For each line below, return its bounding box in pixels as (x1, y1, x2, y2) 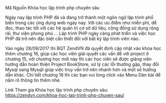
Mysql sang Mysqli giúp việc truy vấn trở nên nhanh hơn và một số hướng (5, 66, 156, 72)
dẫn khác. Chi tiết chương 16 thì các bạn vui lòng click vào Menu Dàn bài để (5, 72, 161, 77)
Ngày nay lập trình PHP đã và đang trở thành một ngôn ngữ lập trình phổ (5, 14, 154, 20)
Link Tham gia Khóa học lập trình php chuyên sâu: (5, 87, 109, 92)
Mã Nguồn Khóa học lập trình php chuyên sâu (5, 5, 100, 10)
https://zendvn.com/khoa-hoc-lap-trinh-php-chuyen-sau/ (5, 92, 125, 98)
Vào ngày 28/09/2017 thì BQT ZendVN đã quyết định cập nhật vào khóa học (5, 45, 162, 51)
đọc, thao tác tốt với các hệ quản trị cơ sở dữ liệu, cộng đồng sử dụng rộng (5, 25, 159, 31)
